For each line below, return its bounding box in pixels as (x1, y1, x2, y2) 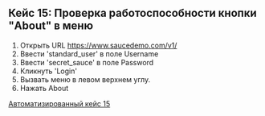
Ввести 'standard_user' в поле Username (19, 48, 159, 59)
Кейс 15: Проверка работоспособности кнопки (8, 6, 257, 20)
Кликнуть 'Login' (19, 66, 78, 76)
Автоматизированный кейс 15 (8, 98, 111, 108)
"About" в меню (8, 19, 94, 33)
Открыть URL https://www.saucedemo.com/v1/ (19, 40, 177, 50)
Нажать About (19, 83, 69, 93)
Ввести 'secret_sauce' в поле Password (19, 57, 154, 67)
